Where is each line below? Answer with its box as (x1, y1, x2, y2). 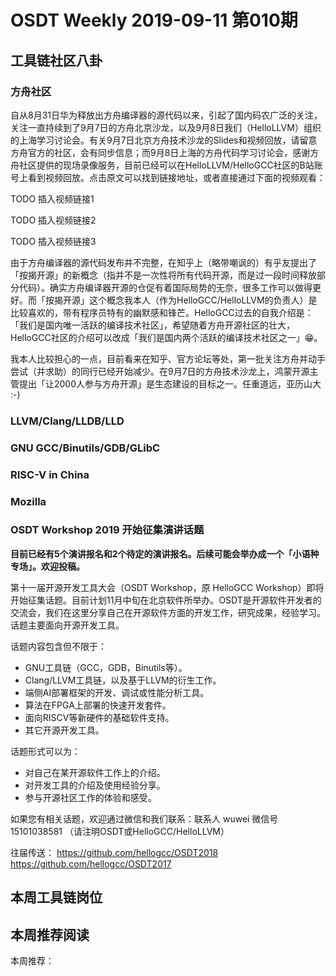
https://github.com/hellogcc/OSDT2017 (10, 857, 172, 870)
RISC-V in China (10, 467, 90, 481)
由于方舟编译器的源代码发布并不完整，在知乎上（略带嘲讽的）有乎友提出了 (10, 256, 317, 268)
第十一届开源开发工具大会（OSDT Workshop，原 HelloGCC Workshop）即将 (10, 581, 325, 593)
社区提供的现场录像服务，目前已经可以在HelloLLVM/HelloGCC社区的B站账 (18, 159, 323, 171)
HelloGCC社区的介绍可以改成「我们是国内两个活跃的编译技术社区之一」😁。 (10, 331, 323, 343)
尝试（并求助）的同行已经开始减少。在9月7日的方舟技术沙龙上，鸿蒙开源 (10, 365, 310, 377)
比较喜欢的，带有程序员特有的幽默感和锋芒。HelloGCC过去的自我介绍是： (10, 306, 314, 318)
